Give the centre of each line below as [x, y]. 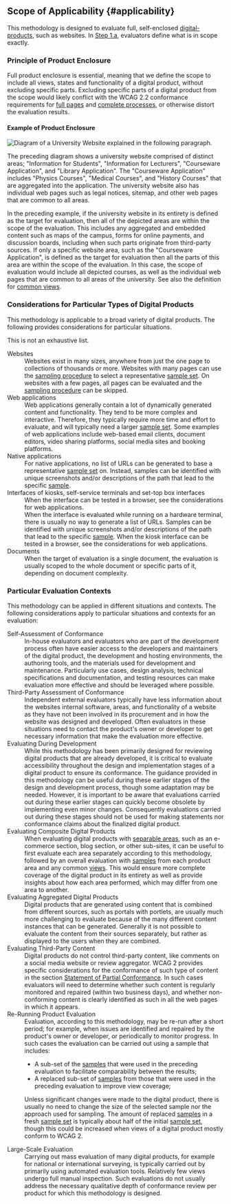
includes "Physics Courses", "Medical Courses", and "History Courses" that [114, 178]
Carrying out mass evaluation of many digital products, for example [120, 1157]
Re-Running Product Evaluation [52, 1014]
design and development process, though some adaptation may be [119, 787]
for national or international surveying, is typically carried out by [115, 1163]
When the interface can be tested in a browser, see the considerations [124, 500]
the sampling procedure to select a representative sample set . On [117, 375]
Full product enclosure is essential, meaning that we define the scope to [109, 76]
